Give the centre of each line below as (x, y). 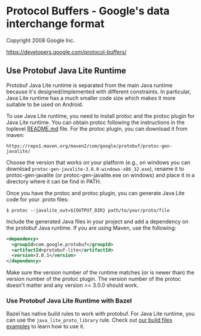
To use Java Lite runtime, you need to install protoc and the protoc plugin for (100, 116)
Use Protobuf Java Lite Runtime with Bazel (69, 301)
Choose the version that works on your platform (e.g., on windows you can (98, 162)
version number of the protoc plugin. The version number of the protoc (94, 279)
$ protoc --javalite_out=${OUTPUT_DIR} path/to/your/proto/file (88, 210)
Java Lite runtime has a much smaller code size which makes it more (91, 98)
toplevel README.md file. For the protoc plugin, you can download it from (97, 128)
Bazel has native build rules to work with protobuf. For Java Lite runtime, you (100, 314)
